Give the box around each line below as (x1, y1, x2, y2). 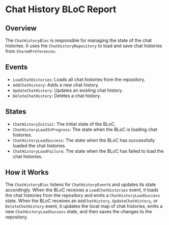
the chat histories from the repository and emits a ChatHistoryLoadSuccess (5, 192, 160, 199)
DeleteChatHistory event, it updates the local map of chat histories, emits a (5, 203, 163, 209)
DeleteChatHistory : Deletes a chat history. (12, 93, 101, 99)
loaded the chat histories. (12, 143, 66, 149)
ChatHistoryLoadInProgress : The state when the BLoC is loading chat (12, 126, 158, 132)
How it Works (5, 168, 49, 177)
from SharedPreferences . (5, 48, 57, 54)
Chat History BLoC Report (5, 4, 117, 15)
